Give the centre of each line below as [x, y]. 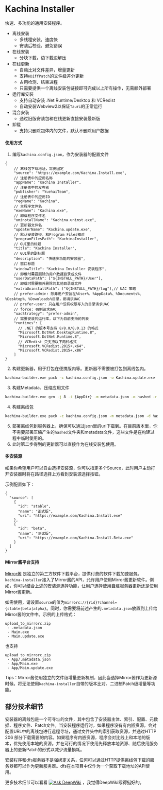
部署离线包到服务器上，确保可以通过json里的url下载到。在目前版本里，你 [85, 426]
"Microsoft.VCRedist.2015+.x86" [50, 351]
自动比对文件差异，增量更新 [47, 70]
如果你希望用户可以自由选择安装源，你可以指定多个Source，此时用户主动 [78, 468]
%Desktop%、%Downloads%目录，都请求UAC [43, 299]
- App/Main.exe [22, 664]
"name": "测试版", [35, 533]
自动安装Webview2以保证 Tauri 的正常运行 [61, 106]
